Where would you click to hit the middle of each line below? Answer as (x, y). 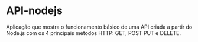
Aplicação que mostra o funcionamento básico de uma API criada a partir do (99, 27)
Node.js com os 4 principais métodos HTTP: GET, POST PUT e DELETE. (94, 33)
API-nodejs (35, 11)
